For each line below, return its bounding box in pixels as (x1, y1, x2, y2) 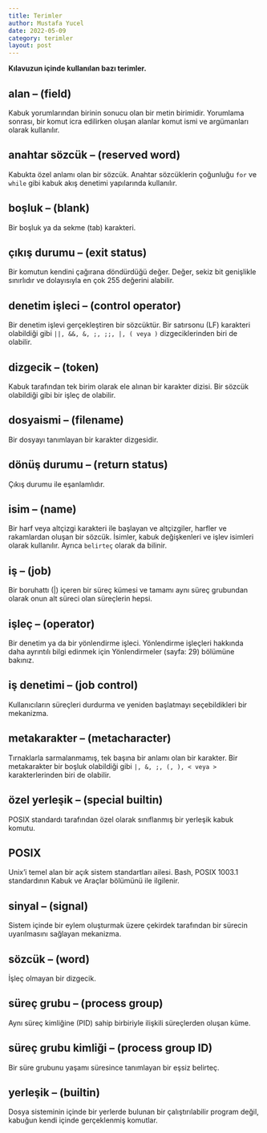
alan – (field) (8, 87, 72, 100)
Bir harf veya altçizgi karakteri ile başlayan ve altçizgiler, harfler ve (8, 524, 227, 533)
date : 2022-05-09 (8, 26, 67, 34)
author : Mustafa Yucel (8, 19, 84, 27)
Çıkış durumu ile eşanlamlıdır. (8, 479, 106, 489)
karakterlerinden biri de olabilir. (8, 770, 111, 779)
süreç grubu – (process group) (8, 997, 164, 1010)
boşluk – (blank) (8, 201, 90, 215)
